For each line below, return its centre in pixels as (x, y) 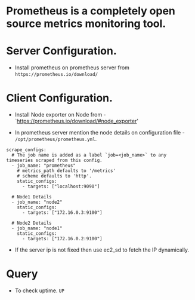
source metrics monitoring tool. (86, 24)
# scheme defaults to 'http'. (55, 176)
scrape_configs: (26, 150)
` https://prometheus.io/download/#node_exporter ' (77, 121)
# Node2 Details (32, 223)
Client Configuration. (60, 98)
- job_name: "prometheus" (44, 166)
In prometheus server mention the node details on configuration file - (100, 133)
